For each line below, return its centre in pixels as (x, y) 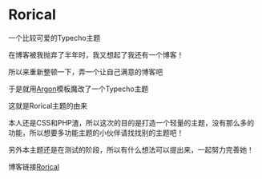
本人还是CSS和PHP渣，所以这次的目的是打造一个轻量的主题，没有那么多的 (131, 122)
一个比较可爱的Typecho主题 (54, 38)
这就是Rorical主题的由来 (48, 105)
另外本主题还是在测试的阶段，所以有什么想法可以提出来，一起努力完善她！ (131, 149)
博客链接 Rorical (34, 166)
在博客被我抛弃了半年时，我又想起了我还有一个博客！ (96, 54)
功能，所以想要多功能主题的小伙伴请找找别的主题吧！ (96, 133)
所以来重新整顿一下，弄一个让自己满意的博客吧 (85, 72)
